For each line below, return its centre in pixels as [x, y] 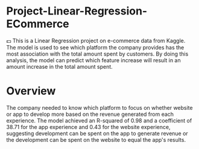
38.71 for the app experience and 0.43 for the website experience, [88, 127]
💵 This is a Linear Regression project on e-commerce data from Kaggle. [96, 40]
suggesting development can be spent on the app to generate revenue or [97, 133]
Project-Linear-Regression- [77, 11]
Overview [31, 91]
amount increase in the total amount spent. [59, 66]
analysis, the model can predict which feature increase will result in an [93, 60]
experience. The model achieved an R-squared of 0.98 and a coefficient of [99, 120]
